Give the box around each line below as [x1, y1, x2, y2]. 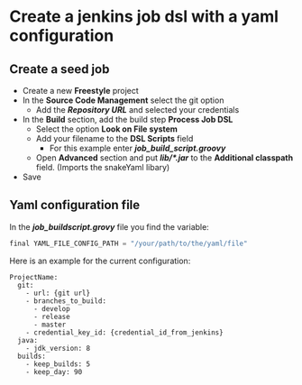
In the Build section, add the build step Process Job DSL [22, 115, 233, 124]
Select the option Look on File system [35, 124, 178, 134]
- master [32, 320, 67, 329]
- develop [32, 304, 70, 313]
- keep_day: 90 [25, 367, 83, 376]
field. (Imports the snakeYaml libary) [35, 162, 170, 172]
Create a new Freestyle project [22, 86, 140, 96]
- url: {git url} [25, 289, 91, 298]
